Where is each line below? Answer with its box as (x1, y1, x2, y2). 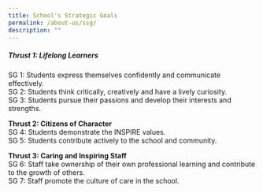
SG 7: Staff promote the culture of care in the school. (8, 176, 180, 186)
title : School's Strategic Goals (8, 11, 118, 20)
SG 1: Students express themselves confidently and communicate (8, 70, 221, 80)
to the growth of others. (8, 168, 85, 177)
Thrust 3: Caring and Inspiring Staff (8, 151, 128, 161)
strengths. (8, 104, 42, 113)
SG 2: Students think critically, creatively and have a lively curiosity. (8, 87, 227, 97)
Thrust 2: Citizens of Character (8, 119, 113, 128)
